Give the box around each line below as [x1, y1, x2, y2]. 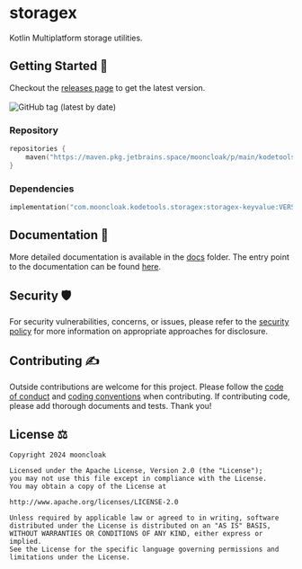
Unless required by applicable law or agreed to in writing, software [9, 513, 280, 523]
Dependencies [9, 182, 75, 195]
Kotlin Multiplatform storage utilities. [9, 32, 143, 43]
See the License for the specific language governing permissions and [9, 545, 280, 555]
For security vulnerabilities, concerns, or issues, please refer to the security [9, 316, 289, 327]
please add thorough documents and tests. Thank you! [9, 401, 212, 412]
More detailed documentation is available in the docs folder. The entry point [9, 251, 290, 262]
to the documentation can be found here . [9, 261, 162, 271]
